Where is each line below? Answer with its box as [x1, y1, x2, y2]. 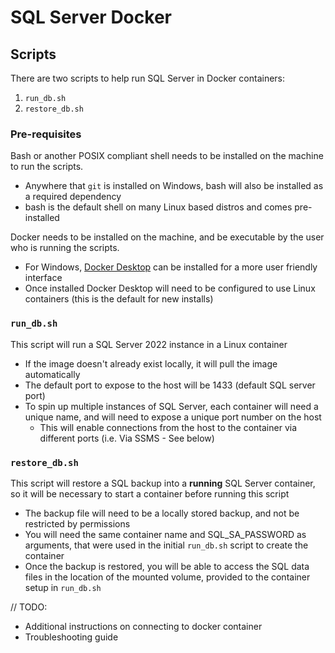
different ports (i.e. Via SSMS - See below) [39, 432, 215, 444]
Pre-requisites [10, 127, 82, 141]
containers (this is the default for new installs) [24, 293, 214, 305]
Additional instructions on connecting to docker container [24, 620, 263, 632]
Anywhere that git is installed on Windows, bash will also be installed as [24, 180, 324, 192]
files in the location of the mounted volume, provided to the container [24, 571, 311, 583]
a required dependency [24, 191, 122, 203]
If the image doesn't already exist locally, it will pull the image [24, 357, 278, 370]
